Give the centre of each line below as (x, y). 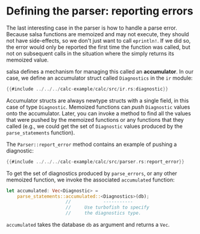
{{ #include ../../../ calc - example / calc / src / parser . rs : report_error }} (95, 162)
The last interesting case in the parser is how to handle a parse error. (92, 28)
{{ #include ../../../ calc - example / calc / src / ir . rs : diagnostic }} (87, 89)
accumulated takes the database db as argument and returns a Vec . (88, 225)
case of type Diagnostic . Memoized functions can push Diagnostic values (98, 107)
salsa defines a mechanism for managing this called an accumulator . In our (100, 71)
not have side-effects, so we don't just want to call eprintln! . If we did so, (98, 40)
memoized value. (28, 60)
